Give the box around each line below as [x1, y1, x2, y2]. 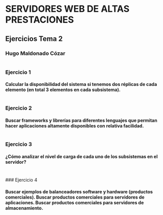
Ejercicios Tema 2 [5, 34, 63, 43]
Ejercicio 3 [5, 141, 32, 148]
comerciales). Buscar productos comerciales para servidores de [5, 194, 145, 200]
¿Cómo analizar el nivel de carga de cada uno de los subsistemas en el [5, 153, 158, 159]
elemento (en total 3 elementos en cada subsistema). [5, 87, 121, 93]
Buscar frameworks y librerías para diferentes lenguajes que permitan [5, 117, 157, 123]
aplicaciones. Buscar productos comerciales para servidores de [5, 199, 144, 205]
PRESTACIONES [5, 14, 74, 26]
